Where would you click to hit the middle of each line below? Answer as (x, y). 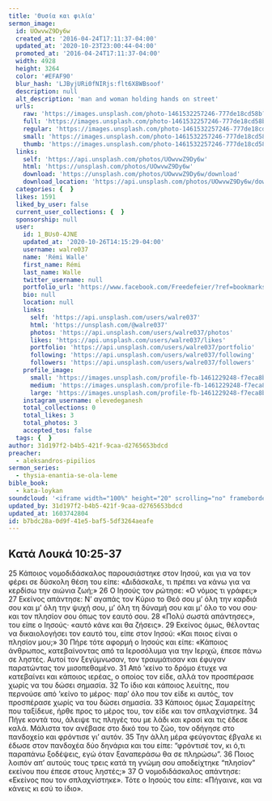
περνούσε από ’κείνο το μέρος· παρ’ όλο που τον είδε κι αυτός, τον (121, 694)
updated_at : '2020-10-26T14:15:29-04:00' (93, 242)
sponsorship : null (47, 220)
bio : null (40, 295)
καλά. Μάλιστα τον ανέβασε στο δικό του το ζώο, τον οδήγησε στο (121, 728)
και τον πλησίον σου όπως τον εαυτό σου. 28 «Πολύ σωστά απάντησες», (132, 616)
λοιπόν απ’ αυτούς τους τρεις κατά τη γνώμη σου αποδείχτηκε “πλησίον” (132, 763)
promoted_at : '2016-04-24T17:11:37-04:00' (88, 54)
